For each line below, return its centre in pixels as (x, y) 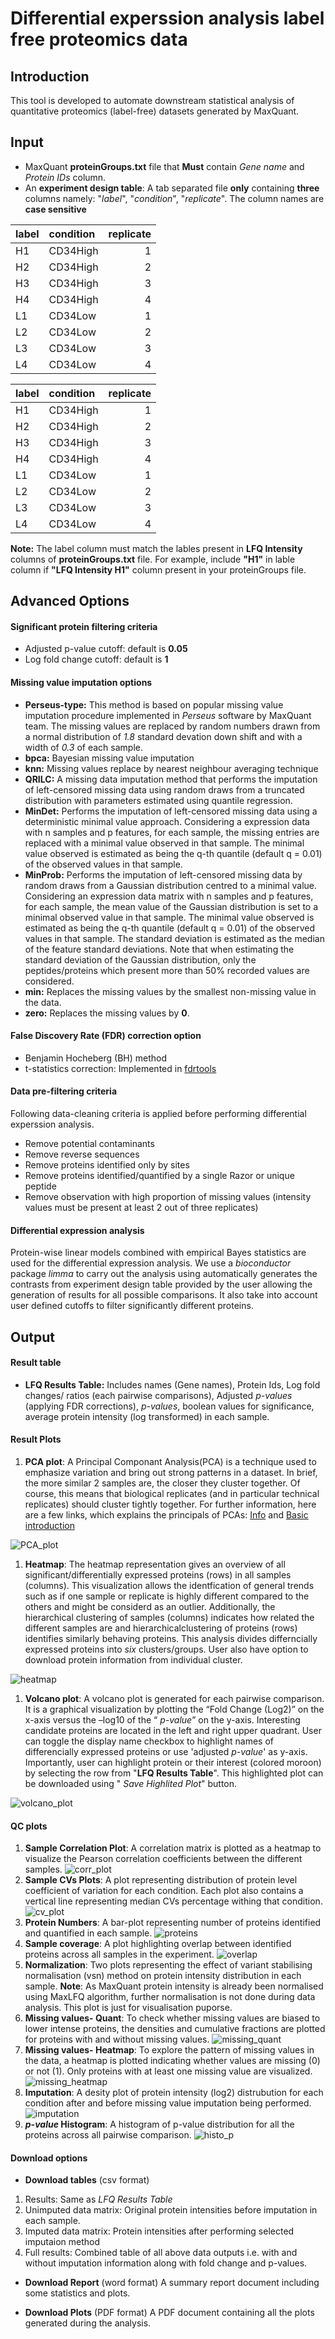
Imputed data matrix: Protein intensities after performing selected (159, 2231)
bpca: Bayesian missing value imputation (109, 758)
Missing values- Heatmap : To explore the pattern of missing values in (169, 2050)
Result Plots (36, 1439)
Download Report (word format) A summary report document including (172, 2283)
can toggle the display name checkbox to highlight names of (149, 1741)
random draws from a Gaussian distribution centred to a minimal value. (171, 885)
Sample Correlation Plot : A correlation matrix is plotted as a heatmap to (173, 1848)
